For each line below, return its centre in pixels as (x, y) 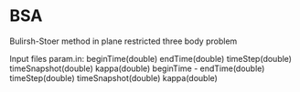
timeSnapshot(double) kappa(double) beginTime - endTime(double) (137, 68)
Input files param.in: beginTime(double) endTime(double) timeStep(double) (151, 58)
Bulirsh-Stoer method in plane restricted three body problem (123, 41)
